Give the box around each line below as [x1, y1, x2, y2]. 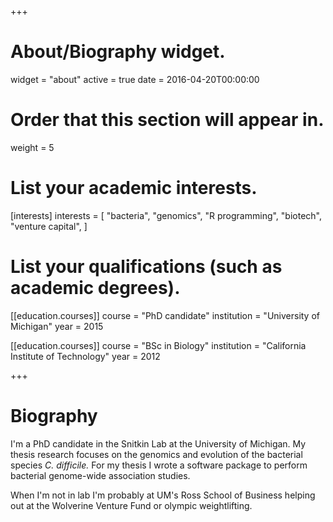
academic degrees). [10, 277, 181, 299]
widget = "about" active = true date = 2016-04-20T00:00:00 [10, 73, 260, 85]
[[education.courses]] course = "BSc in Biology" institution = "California [10, 339, 307, 351]
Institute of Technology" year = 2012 [10, 350, 161, 362]
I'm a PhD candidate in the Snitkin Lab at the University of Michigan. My [10, 437, 307, 450]
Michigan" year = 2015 [10, 320, 104, 332]
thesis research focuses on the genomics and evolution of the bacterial [10, 448, 303, 460]
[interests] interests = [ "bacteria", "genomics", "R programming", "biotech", [10, 209, 323, 221]
